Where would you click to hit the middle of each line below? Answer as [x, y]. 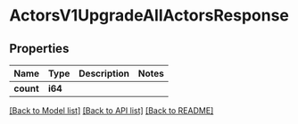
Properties [39, 49]
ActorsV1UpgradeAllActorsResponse [149, 16]
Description [104, 74]
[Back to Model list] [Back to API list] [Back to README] [112, 111]
